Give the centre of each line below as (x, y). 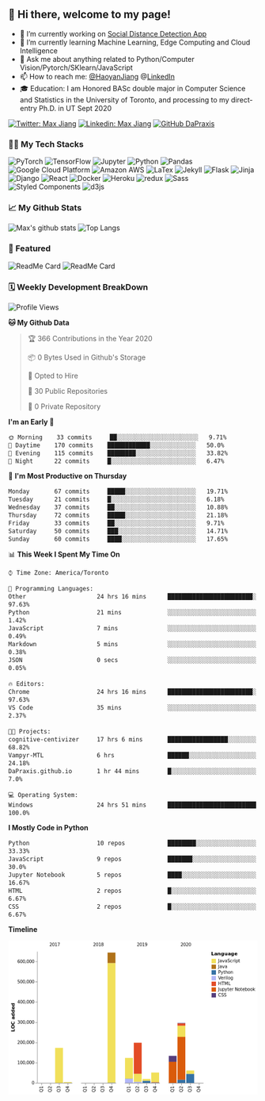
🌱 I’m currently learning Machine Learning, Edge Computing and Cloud (135, 42)
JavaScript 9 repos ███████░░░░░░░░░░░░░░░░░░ (132, 859)
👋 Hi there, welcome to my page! (90, 15)
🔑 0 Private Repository (64, 406)
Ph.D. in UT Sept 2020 (76, 108)
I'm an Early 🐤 (31, 422)
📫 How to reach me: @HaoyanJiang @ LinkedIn (97, 76)
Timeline (23, 929)
